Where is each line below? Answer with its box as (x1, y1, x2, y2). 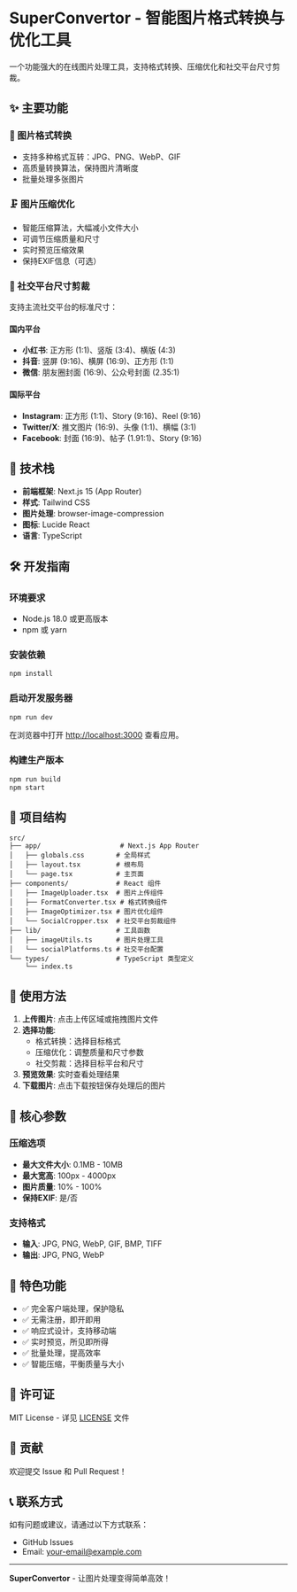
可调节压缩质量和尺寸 (21, 233, 100, 244)
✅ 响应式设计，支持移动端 (21, 1325, 117, 1336)
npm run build (9, 774, 62, 784)
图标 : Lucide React (21, 519, 90, 530)
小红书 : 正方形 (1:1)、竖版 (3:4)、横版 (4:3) (21, 345, 177, 355)
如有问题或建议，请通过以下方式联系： (9, 1519, 148, 1530)
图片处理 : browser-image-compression (21, 509, 164, 519)
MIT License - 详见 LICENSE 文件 (9, 1412, 130, 1423)
